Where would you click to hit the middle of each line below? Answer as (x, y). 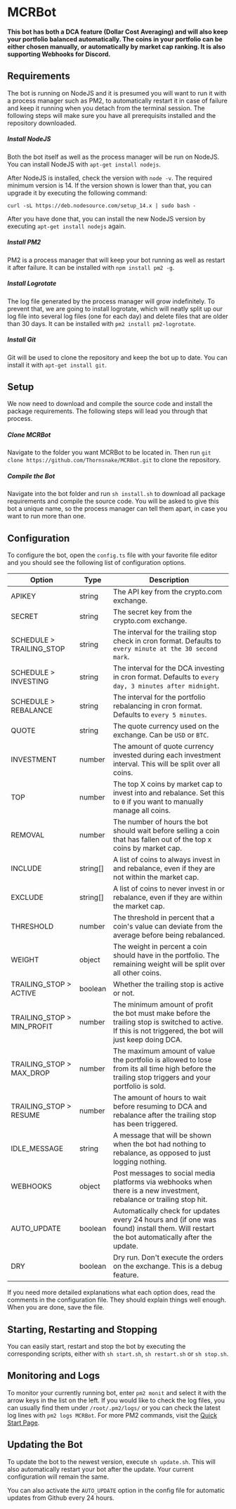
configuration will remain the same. (58, 1477)
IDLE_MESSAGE (37, 1149)
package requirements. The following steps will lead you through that (107, 411)
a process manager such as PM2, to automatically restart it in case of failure (118, 100)
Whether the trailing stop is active (168, 984)
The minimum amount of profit (163, 1005)
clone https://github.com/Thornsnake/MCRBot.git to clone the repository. (114, 460)
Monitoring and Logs (54, 1376)
